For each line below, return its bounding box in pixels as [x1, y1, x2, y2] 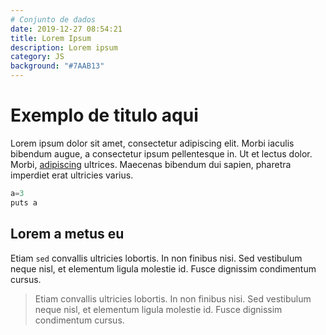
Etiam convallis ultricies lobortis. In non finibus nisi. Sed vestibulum [34, 292, 312, 305]
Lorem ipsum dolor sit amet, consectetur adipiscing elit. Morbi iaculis [10, 137, 295, 149]
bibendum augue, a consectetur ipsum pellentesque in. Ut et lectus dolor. [10, 147, 313, 160]
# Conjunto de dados [10, 14, 97, 25]
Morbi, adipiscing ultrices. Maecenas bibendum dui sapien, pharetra [10, 158, 292, 170]
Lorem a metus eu [10, 226, 125, 243]
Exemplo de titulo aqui [10, 104, 199, 127]
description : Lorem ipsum [10, 42, 118, 53]
